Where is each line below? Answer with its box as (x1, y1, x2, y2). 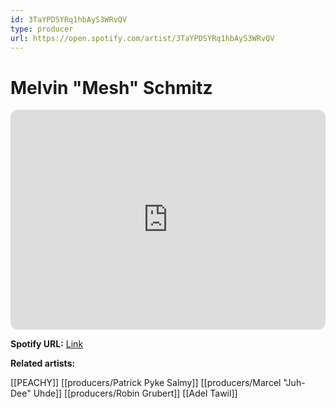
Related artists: (10, 357, 76, 370)
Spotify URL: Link (10, 338, 84, 350)
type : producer (10, 24, 74, 34)
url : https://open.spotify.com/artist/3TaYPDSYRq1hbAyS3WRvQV (10, 33, 275, 43)
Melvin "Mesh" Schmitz (10, 76, 213, 99)
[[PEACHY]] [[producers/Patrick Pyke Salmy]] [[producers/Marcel (10, 377, 282, 389)
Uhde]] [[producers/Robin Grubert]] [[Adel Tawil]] (33, 387, 238, 400)
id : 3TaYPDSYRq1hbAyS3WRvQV (10, 14, 128, 25)
